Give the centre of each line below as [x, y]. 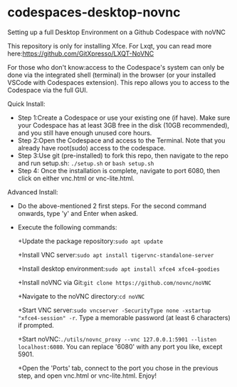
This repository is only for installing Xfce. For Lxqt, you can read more [110, 46]
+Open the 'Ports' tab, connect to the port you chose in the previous [118, 368]
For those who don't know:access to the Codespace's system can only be [116, 67]
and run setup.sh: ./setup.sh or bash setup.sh [86, 163]
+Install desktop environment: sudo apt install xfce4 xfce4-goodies [119, 269]
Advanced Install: [33, 192]
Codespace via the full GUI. [48, 90]
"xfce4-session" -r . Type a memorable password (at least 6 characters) [124, 317]
